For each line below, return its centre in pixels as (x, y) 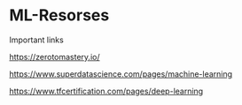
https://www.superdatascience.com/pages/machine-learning (121, 74)
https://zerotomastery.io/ (55, 56)
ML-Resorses (59, 15)
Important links (36, 40)
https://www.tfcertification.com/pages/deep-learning (106, 91)
